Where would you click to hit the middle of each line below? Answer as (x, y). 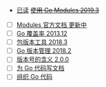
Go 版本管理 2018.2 (44, 51)
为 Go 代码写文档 (40, 68)
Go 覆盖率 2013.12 (42, 34)
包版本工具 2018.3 (42, 42)
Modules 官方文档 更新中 (52, 25)
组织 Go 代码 (34, 77)
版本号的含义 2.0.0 (43, 59)
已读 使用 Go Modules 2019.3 (57, 10)
